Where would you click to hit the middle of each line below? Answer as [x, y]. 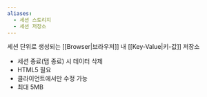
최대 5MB [30, 87]
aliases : [20, 13]
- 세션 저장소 [30, 26]
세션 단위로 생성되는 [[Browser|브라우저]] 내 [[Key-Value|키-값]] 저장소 [103, 47]
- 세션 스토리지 [32, 20]
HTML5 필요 [34, 70]
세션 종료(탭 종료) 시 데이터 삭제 [60, 61]
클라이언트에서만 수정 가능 [52, 78]
